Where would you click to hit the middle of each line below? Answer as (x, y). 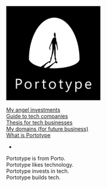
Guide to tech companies (37, 116)
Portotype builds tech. (33, 177)
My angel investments (33, 110)
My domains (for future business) (47, 129)
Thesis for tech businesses (39, 122)
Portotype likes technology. (40, 165)
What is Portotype (28, 135)
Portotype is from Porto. (36, 158)
